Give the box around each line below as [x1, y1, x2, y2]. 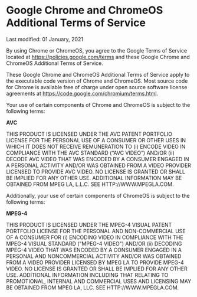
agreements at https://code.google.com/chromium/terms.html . [6, 90, 158, 97]
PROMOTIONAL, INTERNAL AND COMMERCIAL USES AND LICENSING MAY [6, 278, 192, 285]
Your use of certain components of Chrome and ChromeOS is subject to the [6, 101, 191, 108]
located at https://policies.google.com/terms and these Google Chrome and [6, 53, 190, 60]
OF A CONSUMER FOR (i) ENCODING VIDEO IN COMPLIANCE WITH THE [6, 234, 184, 241]
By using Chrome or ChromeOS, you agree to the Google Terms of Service [6, 47, 188, 54]
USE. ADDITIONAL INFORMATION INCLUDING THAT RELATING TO [6, 271, 169, 278]
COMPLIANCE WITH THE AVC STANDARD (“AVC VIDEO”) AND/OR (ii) [6, 149, 175, 156]
